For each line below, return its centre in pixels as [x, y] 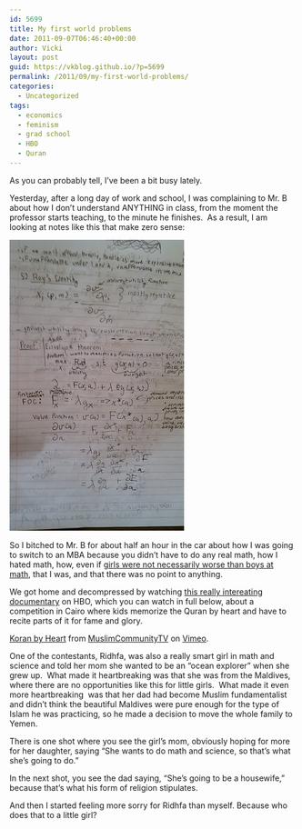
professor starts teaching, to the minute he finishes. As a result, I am [139, 217]
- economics [40, 115]
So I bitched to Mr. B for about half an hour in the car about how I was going [151, 544]
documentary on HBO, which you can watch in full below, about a [132, 601]
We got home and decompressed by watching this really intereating [136, 592]
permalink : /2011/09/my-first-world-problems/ [99, 77]
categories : [32, 86]
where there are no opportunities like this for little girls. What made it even [149, 684]
